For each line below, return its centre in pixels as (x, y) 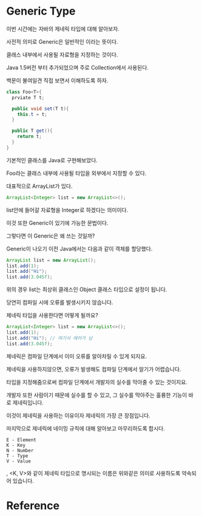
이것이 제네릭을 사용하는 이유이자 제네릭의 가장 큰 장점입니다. (78, 415)
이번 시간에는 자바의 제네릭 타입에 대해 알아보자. (63, 29)
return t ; (30, 137)
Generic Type (41, 11)
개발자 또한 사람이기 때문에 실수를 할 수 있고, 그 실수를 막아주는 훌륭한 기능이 (97, 395)
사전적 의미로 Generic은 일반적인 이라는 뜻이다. (62, 41)
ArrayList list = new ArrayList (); (51, 260)
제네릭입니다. (28, 402)
